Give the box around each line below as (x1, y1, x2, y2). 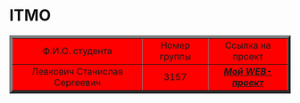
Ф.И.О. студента (42, 44, 113, 57)
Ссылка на (224, 39, 271, 51)
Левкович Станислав (31, 65, 123, 77)
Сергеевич (53, 76, 101, 89)
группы (159, 50, 192, 62)
